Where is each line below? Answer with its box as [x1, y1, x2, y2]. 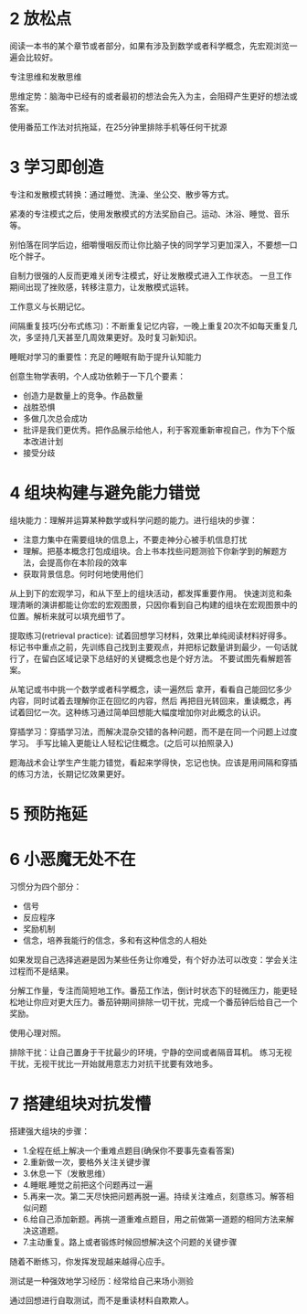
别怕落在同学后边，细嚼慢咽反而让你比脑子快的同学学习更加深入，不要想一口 [9, 239, 298, 250]
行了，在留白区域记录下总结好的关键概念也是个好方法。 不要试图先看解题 [9, 653, 284, 664]
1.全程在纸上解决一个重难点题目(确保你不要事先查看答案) [22, 1145, 235, 1156]
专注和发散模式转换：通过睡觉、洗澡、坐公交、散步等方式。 [9, 188, 234, 199]
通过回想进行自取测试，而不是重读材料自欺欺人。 [9, 1295, 194, 1306]
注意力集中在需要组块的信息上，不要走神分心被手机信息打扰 [22, 534, 248, 545]
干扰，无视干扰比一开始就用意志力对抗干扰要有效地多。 [9, 1058, 217, 1069]
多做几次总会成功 [22, 412, 88, 423]
